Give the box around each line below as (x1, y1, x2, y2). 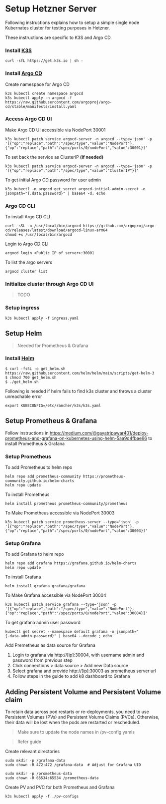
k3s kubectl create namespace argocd (5, 91, 83, 96)
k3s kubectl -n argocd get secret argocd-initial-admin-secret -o (5, 186, 146, 191)
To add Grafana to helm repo (5, 551, 64, 557)
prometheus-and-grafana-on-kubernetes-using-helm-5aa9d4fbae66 (5, 435, 148, 441)
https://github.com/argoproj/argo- (83, 223, 157, 229)
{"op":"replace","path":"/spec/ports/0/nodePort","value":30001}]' (5, 145, 148, 150)
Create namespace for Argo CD (5, 81, 70, 87)
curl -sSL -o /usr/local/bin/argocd (5, 223, 81, 229)
